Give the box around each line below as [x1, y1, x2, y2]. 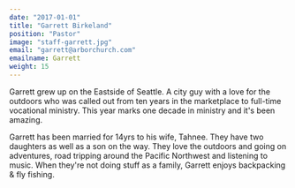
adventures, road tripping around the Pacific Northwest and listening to [9, 150, 268, 161]
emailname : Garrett [9, 54, 81, 63]
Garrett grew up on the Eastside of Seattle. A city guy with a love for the [9, 86, 271, 97]
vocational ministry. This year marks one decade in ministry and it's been [9, 105, 276, 116]
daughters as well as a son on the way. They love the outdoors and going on [9, 140, 287, 151]
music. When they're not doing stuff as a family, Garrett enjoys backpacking [9, 160, 286, 170]
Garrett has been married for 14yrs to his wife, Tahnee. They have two [9, 132, 264, 142]
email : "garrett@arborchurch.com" [9, 46, 137, 55]
